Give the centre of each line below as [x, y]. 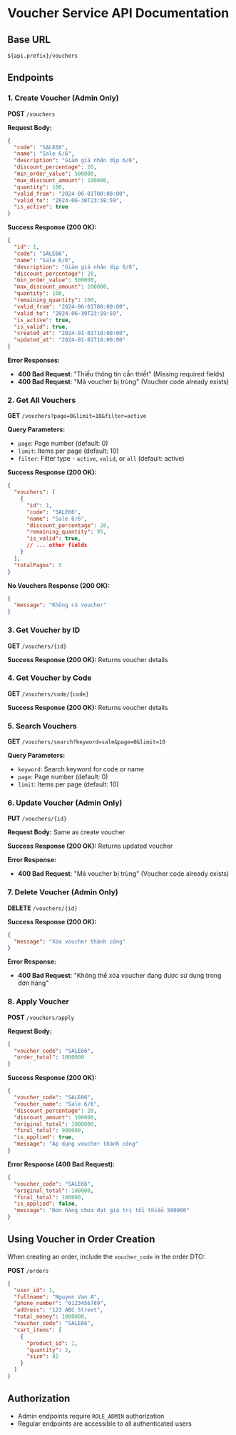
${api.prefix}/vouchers [43, 56]
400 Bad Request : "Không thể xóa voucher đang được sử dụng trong [119, 976]
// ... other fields [57, 545]
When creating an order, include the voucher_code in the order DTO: [106, 1256]
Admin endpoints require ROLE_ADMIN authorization [91, 1416]
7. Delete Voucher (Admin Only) [63, 892]
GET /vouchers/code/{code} [48, 694]
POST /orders [28, 1270]
